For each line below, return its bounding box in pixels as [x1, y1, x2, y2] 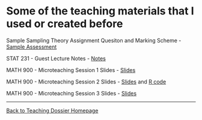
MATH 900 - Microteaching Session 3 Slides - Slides [6, 89, 137, 97]
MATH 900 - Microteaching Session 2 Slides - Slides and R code [6, 78, 167, 85]
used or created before [6, 17, 123, 31]
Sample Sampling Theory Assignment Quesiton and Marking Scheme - [6, 37, 182, 44]
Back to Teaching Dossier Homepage [6, 107, 99, 114]
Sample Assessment [6, 43, 57, 50]
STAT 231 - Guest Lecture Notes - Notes [6, 55, 106, 62]
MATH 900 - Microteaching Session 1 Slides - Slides [6, 66, 136, 73]
